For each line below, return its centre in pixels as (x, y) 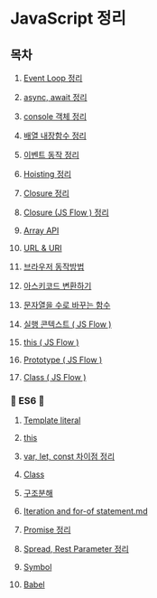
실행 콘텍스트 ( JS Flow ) (67, 324)
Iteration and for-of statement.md (85, 511)
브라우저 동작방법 (54, 266)
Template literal (52, 420)
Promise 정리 (47, 530)
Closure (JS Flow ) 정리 (66, 212)
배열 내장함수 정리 (55, 135)
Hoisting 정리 (47, 174)
